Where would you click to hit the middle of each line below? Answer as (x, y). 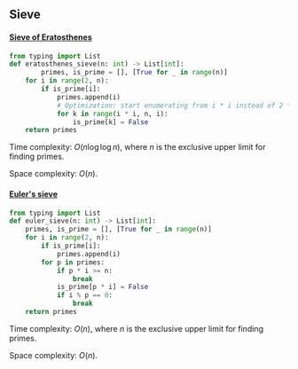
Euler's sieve (34, 193)
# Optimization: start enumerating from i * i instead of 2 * (174, 106)
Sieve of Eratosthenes (51, 37)
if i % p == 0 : (85, 295)
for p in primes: (73, 262)
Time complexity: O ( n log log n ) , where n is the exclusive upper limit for (137, 147)
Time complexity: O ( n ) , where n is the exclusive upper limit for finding (137, 328)
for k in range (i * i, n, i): (112, 114)
